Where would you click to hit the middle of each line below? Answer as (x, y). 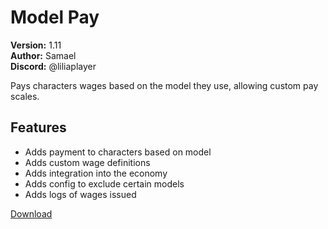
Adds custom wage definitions (87, 162)
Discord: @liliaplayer (53, 66)
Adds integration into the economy (96, 173)
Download (31, 213)
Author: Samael (43, 55)
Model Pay (55, 17)
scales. (25, 96)
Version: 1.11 (36, 45)
